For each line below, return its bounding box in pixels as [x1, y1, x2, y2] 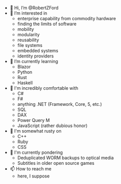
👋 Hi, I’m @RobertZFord [9, 5, 59, 11]
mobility [17, 26, 34, 32]
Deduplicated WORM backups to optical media [17, 155, 114, 161]
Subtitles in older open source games [17, 160, 94, 166]
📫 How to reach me [9, 166, 51, 171]
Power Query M [17, 117, 50, 123]
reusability [17, 37, 39, 43]
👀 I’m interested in [9, 10, 47, 16]
